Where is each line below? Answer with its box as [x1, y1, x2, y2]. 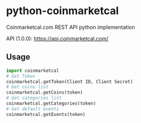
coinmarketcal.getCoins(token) [6, 89, 83, 95]
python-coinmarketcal [6, 4, 119, 18]
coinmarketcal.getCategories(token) [6, 101, 96, 107]
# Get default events [6, 106, 60, 112]
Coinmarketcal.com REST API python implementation [6, 24, 135, 31]
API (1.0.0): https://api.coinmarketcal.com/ [6, 35, 109, 42]
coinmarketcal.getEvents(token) [6, 111, 86, 117]
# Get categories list [6, 95, 62, 101]
